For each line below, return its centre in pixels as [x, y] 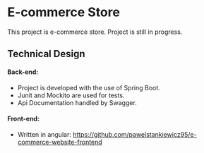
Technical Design [46, 54]
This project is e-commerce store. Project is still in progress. [95, 32]
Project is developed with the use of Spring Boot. [89, 87]
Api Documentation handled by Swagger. [77, 102]
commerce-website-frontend [60, 142]
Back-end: [23, 72]
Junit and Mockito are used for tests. [71, 95]
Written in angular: [44, 134]
